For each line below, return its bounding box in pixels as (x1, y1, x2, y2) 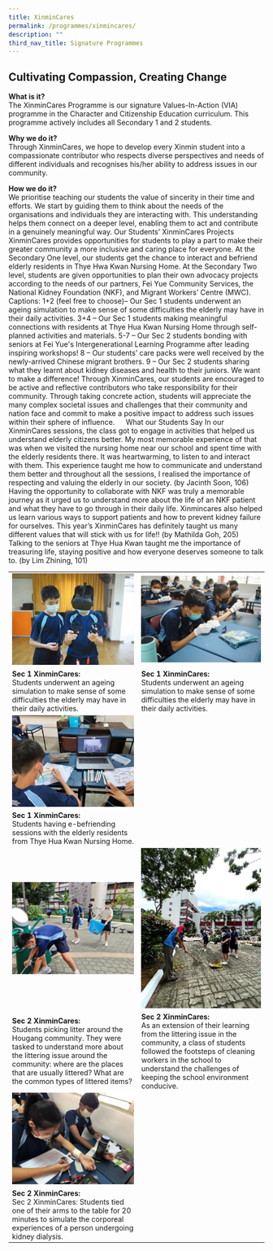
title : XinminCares (8, 13, 75, 21)
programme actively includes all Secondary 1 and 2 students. (8, 118, 213, 128)
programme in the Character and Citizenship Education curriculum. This (8, 109, 249, 119)
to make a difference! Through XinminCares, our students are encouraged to (8, 374, 265, 384)
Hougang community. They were (11, 1034, 122, 1043)
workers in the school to (141, 1055, 222, 1065)
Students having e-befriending (11, 819, 116, 829)
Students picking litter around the (11, 1025, 123, 1034)
